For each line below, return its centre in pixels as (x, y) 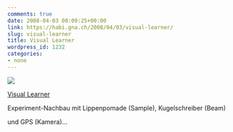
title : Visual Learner (41, 41)
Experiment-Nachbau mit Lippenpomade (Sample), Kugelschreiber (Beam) (117, 108)
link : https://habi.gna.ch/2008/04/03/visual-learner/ (90, 27)
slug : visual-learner (40, 34)
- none (17, 61)
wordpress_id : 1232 (36, 47)
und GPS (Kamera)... (37, 121)
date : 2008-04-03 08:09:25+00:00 (57, 21)
